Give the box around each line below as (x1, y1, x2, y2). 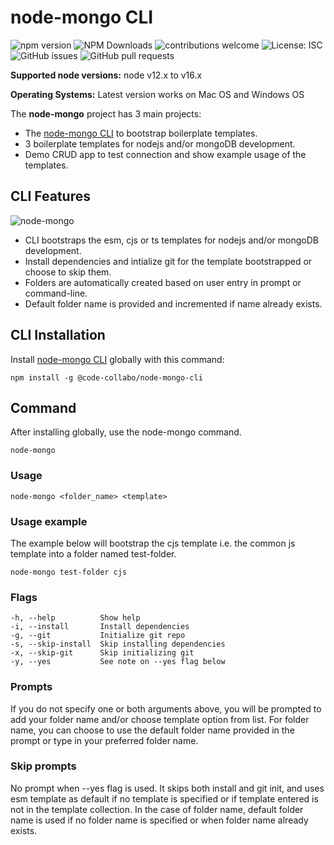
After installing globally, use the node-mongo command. (10, 426, 242, 438)
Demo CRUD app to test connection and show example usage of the (24, 148, 307, 160)
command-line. (24, 287, 88, 299)
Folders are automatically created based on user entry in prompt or (24, 276, 302, 288)
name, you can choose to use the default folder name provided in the (10, 724, 295, 736)
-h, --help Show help (10, 613, 141, 623)
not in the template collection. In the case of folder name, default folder (10, 803, 304, 815)
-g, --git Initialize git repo (10, 631, 186, 641)
